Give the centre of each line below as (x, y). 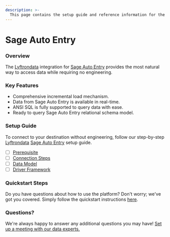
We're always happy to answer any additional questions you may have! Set (83, 224)
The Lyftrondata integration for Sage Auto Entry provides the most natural (82, 67)
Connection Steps (32, 158)
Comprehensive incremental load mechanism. (61, 97)
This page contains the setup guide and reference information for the (88, 15)
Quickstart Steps (27, 183)
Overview (18, 55)
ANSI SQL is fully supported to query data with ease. (68, 107)
